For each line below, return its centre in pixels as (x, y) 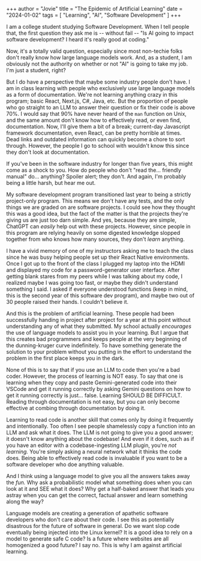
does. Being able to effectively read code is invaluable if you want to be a (97, 458)
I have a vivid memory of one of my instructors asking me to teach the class (100, 251)
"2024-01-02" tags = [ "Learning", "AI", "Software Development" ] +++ (94, 15)
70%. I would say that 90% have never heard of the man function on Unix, (97, 114)
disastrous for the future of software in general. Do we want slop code (93, 526)
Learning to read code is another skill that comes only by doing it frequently (100, 420)
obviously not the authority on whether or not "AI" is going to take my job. (97, 64)
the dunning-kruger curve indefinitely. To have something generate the (94, 345)
